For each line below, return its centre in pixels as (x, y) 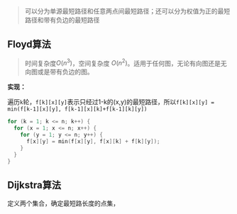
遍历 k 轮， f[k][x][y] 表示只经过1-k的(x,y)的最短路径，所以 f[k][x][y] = (111, 102)
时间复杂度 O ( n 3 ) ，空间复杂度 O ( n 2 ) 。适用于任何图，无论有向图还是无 (126, 62)
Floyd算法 (29, 44)
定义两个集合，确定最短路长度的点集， (63, 203)
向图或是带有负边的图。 (59, 72)
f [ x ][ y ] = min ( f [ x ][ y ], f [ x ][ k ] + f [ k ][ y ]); (93, 142)
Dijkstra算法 (34, 185)
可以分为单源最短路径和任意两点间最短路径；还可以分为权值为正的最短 (127, 11)
